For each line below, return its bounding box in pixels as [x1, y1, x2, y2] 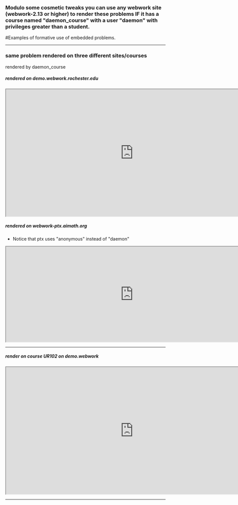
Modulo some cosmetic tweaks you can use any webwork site [5, 4, 162, 11]
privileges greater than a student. [5, 23, 90, 30]
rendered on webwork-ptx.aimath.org [5, 223, 87, 229]
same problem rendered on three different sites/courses [5, 52, 147, 60]
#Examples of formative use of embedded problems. [5, 35, 116, 41]
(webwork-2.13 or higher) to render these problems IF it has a [5, 10, 159, 17]
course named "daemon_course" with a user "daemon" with [5, 17, 158, 24]
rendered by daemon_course [5, 64, 66, 70]
